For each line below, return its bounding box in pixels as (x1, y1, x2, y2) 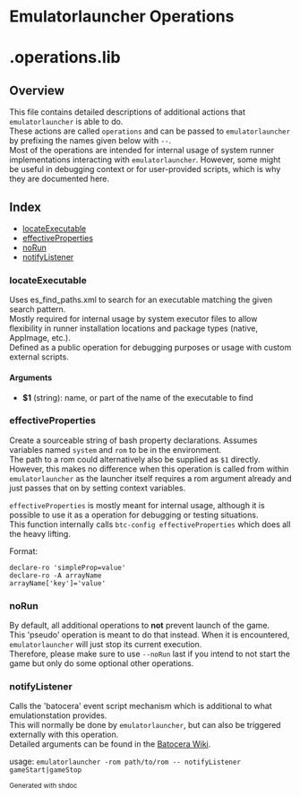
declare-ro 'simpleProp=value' (9, 563, 126, 572)
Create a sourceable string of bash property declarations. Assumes (9, 435, 258, 446)
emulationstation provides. (9, 710, 107, 721)
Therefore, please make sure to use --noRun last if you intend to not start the (9, 648, 291, 660)
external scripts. (9, 351, 69, 362)
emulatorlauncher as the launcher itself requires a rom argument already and (9, 472, 292, 483)
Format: (9, 545, 39, 557)
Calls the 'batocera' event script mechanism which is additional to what (9, 701, 272, 712)
